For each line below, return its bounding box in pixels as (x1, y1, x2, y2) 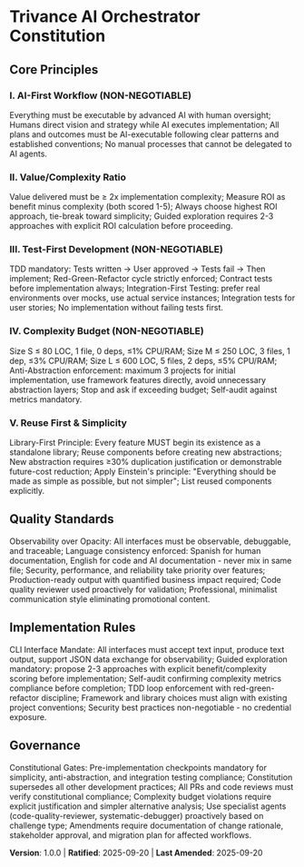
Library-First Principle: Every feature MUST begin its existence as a (9, 438, 261, 448)
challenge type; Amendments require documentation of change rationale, (9, 820, 284, 831)
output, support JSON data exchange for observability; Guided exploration (9, 654, 288, 665)
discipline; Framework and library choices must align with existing (41, 692, 288, 703)
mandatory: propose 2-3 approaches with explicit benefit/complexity (9, 663, 268, 674)
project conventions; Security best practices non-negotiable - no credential (9, 702, 292, 713)
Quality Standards (9, 511, 115, 527)
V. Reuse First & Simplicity (9, 416, 127, 429)
